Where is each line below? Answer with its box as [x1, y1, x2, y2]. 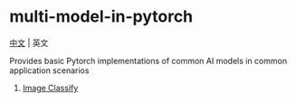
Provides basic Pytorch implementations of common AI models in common [9, 55, 288, 66]
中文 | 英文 [9, 37, 49, 48]
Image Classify [22, 82, 79, 93]
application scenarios [9, 65, 90, 76]
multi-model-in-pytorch [9, 6, 194, 27]
